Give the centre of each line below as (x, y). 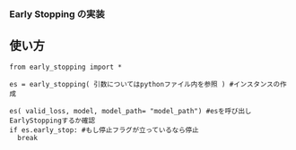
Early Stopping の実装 (57, 13)
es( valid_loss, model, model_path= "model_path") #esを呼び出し (131, 111)
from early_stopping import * (66, 67)
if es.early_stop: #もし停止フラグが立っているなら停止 (104, 130)
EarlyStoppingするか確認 (52, 121)
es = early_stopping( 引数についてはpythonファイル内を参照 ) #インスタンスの (145, 84)
